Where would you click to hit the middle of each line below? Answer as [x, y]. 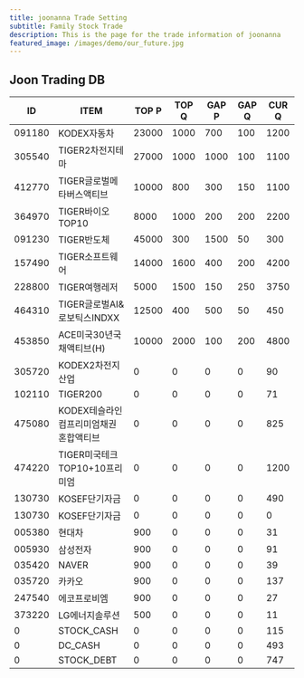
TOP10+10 [82, 469]
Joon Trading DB [57, 79]
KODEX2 [77, 366]
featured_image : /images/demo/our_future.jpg [96, 43]
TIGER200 [80, 395]
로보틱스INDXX [89, 318]
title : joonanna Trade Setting [68, 18]
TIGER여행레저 [88, 288]
